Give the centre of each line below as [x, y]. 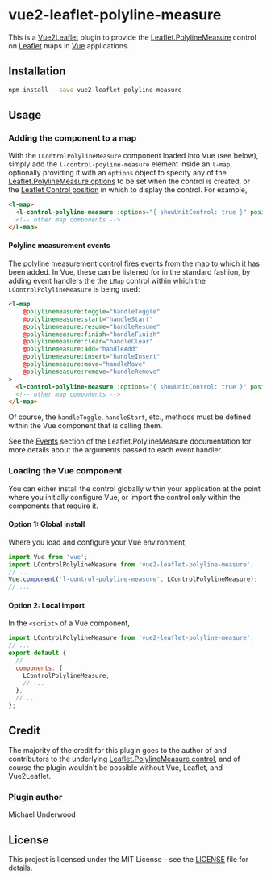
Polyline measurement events [59, 246]
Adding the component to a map [73, 137]
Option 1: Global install [47, 524]
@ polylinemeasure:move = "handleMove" [85, 364]
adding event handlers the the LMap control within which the [107, 281]
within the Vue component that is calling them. [85, 426]
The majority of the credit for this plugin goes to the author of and [118, 750]
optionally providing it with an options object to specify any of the [118, 173]
